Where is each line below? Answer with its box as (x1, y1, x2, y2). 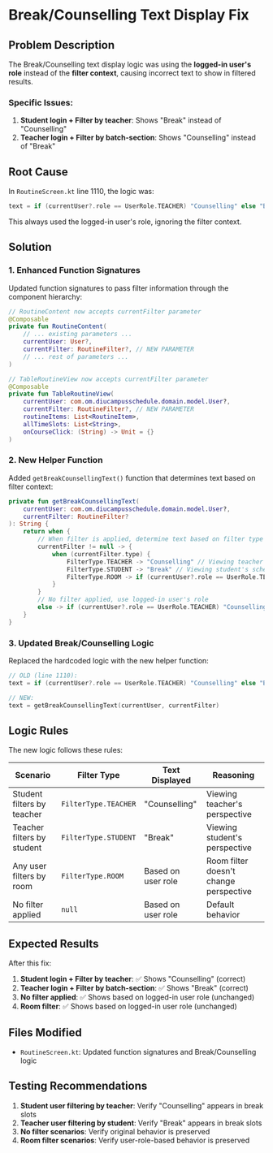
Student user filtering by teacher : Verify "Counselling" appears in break (19, 1100, 264, 1110)
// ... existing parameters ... (23, 330, 132, 339)
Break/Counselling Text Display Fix (8, 6, 249, 24)
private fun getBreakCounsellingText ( (8, 497, 140, 505)
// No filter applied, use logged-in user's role (37, 595, 209, 604)
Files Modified (8, 1026, 83, 1039)
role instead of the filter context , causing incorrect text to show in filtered (8, 68, 256, 78)
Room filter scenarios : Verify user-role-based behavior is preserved (19, 1135, 250, 1145)
